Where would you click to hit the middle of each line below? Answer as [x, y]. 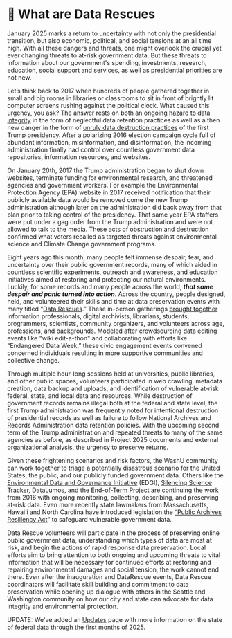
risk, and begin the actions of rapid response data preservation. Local [107, 547]
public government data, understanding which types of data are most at [110, 540]
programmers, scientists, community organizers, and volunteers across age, [116, 323]
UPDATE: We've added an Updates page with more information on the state [115, 619]
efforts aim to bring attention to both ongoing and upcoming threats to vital [114, 555]
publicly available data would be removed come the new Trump [98, 199]
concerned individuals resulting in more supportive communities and [105, 353]
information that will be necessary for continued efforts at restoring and [109, 562]
